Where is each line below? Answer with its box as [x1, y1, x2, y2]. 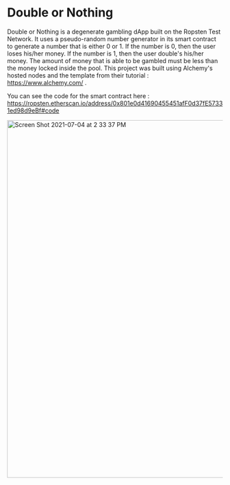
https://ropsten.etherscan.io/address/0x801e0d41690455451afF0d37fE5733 [7, 99, 223, 107]
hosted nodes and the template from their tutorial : [7, 71, 149, 80]
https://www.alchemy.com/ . [7, 78, 87, 86]
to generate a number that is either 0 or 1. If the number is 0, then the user [7, 42, 216, 50]
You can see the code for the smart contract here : [7, 91, 150, 100]
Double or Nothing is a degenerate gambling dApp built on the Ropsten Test [7, 27, 221, 36]
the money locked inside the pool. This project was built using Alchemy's [7, 64, 214, 72]
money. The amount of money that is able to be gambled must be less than [7, 56, 218, 64]
